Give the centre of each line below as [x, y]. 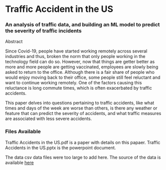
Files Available [23, 131]
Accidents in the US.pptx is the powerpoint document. [61, 148]
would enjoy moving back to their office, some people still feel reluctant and [83, 77]
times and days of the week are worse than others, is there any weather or [81, 108]
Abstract [14, 42]
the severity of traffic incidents [43, 31]
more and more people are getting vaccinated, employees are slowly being [82, 67]
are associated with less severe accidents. [48, 119]
